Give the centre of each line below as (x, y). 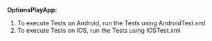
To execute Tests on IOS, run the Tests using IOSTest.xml (99, 30)
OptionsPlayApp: (32, 10)
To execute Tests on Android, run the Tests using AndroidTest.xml (111, 23)
